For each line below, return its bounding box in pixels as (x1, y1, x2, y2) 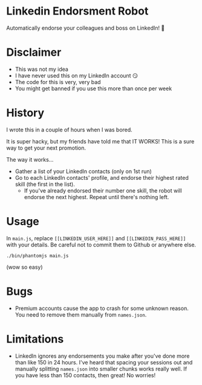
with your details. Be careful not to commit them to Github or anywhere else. (6, 241, 197, 248)
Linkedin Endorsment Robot (6, 4, 149, 18)
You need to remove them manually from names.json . (15, 311, 147, 318)
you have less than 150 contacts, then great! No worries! (15, 371, 156, 379)
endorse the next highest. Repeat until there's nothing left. (24, 193, 169, 200)
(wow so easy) (6, 263, 44, 271)
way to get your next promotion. (6, 144, 86, 151)
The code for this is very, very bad (15, 78, 101, 85)
